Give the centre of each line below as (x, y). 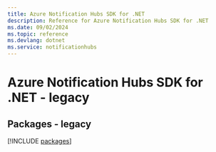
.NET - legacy (48, 98)
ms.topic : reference (38, 34)
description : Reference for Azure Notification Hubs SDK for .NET (108, 21)
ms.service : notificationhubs (52, 47)
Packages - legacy (49, 124)
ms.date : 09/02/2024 (38, 27)
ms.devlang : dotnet (36, 41)
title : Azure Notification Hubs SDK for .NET (76, 14)
